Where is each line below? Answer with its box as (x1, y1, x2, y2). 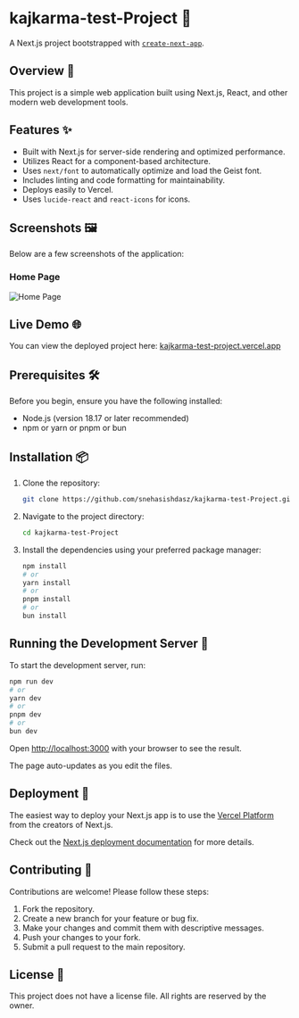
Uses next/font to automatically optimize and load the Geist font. (21, 165, 262, 176)
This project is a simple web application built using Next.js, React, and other (9, 87, 288, 97)
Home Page (9, 271, 61, 284)
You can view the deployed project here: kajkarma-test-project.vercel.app (9, 341, 281, 352)
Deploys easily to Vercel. (21, 184, 114, 194)
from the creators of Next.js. (9, 819, 113, 830)
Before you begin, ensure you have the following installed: (9, 396, 223, 407)
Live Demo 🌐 (9, 317, 82, 333)
